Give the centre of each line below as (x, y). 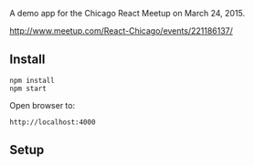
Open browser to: (42, 105)
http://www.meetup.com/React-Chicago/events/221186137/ (121, 31)
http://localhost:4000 (53, 122)
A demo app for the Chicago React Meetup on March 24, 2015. (127, 13)
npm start (28, 88)
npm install (32, 80)
